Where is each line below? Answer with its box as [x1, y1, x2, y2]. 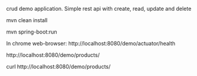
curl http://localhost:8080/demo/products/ [6, 63, 111, 70]
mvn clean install [6, 17, 48, 23]
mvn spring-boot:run [6, 28, 57, 35]
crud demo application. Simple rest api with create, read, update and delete [6, 5, 192, 12]
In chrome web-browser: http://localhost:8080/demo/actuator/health [6, 40, 176, 47]
